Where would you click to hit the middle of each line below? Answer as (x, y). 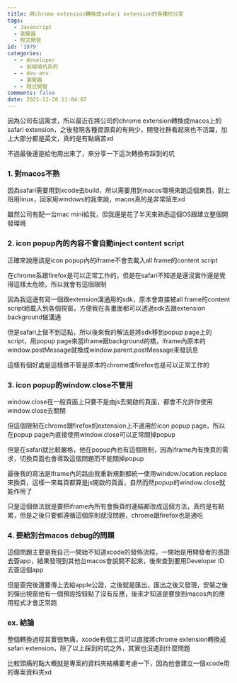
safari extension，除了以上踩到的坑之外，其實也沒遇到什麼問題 (99, 648)
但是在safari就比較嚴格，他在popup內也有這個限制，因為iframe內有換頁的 (115, 449)
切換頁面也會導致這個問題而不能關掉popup (82, 458)
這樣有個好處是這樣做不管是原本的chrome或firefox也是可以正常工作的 (109, 365)
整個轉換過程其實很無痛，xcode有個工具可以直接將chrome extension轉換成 (117, 640)
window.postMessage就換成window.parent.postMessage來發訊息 (103, 350)
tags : (15, 21)
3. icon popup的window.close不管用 (70, 385)
